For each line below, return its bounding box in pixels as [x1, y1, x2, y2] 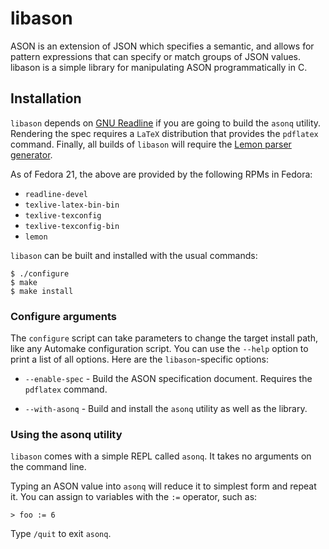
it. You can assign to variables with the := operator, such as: [10, 491, 258, 503]
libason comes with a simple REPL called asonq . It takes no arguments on [10, 450, 312, 462]
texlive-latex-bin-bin [24, 200, 120, 210]
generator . [10, 148, 53, 161]
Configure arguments [10, 309, 117, 323]
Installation [10, 90, 82, 107]
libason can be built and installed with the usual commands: [10, 249, 258, 261]
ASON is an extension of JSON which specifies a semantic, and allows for [10, 40, 315, 52]
